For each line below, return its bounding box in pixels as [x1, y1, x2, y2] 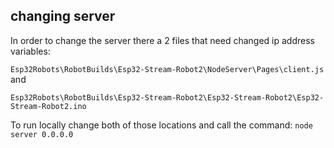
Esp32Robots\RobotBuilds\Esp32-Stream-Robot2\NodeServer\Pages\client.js [10, 64, 325, 74]
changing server [10, 8, 116, 25]
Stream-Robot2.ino [10, 101, 87, 111]
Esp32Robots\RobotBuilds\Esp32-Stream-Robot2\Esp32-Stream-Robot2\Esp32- [10, 92, 325, 103]
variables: [10, 45, 51, 57]
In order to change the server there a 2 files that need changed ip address [10, 34, 315, 46]
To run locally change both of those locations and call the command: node [10, 119, 313, 131]
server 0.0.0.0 [10, 129, 74, 139]
